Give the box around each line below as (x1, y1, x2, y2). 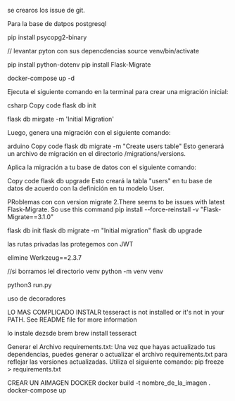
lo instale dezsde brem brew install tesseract (7, 329, 137, 337)
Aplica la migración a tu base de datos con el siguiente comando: (7, 163, 197, 171)
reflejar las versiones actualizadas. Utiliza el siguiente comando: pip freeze (7, 357, 224, 366)
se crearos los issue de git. (7, 6, 86, 14)
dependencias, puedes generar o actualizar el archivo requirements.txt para (7, 350, 228, 358)
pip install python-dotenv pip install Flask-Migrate (7, 60, 151, 69)
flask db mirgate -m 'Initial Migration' (7, 115, 115, 123)
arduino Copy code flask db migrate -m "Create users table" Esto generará (7, 142, 224, 150)
